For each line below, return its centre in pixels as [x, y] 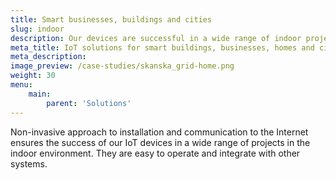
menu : [21, 85]
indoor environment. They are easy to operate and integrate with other [155, 153]
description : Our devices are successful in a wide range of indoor [156, 38]
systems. [29, 163]
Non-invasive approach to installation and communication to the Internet [159, 132]
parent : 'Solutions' [89, 103]
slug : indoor [37, 29]
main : [40, 94]
